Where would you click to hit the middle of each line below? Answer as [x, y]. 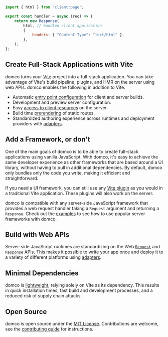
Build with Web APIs [37, 234]
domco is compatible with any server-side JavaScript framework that [76, 203]
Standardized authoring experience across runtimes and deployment [83, 118]
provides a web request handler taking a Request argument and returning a [82, 208]
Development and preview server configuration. [62, 102]
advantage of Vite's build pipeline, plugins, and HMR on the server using [80, 82]
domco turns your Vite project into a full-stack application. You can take [79, 76]
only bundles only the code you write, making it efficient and [68, 173]
